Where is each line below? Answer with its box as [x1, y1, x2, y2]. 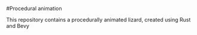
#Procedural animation [6, 5, 62, 12]
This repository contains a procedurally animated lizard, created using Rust [6, 16, 191, 23]
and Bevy [6, 23, 30, 29]
